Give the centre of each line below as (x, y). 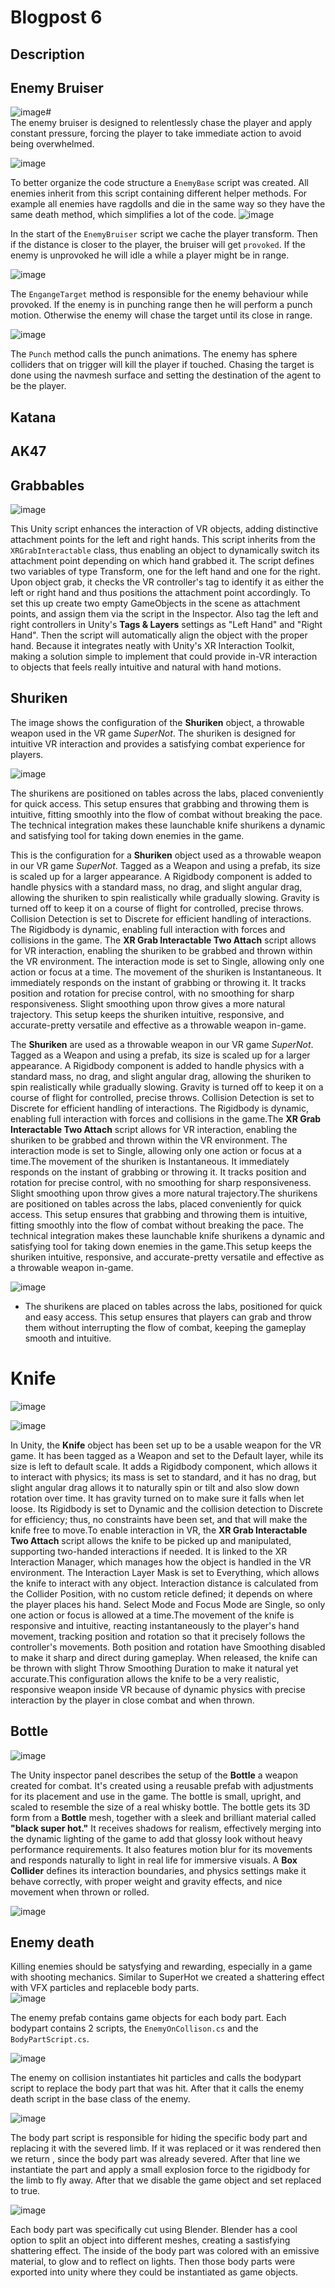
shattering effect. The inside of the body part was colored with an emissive (165, 2251)
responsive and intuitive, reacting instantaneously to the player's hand (155, 1625)
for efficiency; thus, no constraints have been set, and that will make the (159, 1519)
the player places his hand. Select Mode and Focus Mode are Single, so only (168, 1604)
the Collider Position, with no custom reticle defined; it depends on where (161, 1593)
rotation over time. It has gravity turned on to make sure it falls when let (157, 1498)
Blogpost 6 (56, 17)
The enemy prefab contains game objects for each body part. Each (148, 2018)
